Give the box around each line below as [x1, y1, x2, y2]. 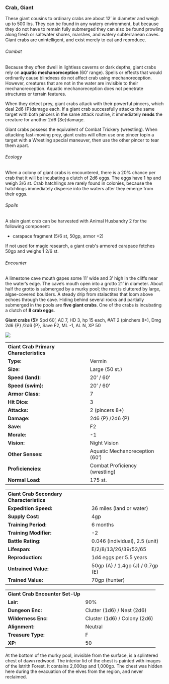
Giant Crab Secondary [8, 490, 62, 497]
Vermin [90, 358, 107, 365]
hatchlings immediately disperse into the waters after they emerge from [5, 185, 153, 191]
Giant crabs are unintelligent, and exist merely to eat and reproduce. [5, 37, 146, 43]
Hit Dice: [8, 399, 29, 406]
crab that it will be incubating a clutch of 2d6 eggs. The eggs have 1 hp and [5, 175, 161, 181]
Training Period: [8, 521, 47, 528]
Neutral [85, 623, 103, 630]
